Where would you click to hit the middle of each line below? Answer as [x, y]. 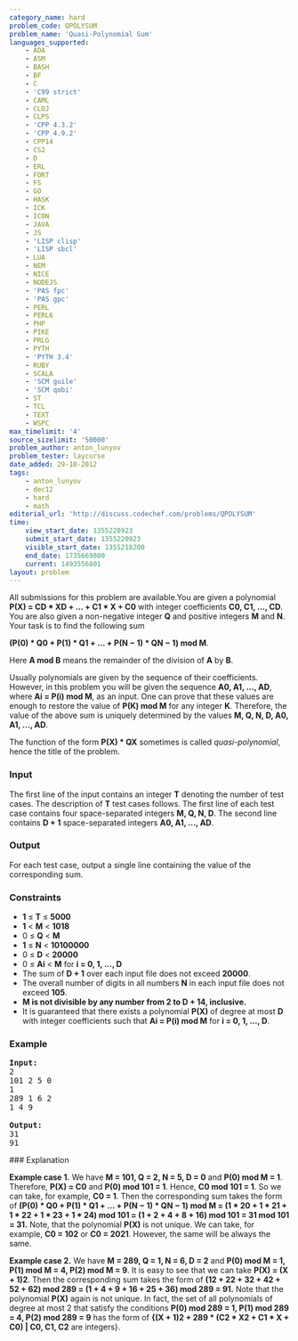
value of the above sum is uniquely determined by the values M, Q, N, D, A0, [149, 715]
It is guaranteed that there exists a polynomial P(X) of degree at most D [153, 1012]
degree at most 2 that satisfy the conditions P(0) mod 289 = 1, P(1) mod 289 [149, 1308]
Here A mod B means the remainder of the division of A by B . [121, 661]
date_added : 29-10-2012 [53, 465]
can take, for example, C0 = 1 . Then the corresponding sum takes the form [146, 1196]
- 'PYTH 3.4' [49, 357]
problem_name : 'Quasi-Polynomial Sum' [81, 34]
